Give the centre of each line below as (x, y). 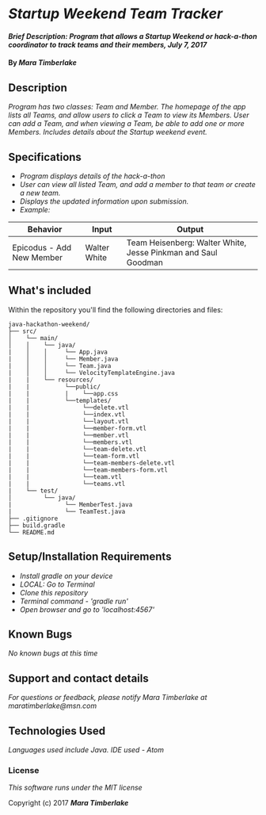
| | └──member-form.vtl (78, 428)
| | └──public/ (55, 386)
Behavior (45, 229)
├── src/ (23, 331)
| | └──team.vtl (65, 476)
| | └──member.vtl (68, 435)
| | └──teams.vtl (67, 484)
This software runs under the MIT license (75, 788)
